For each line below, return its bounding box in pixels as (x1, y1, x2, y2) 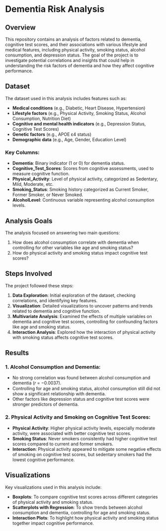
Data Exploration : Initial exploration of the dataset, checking (12, 292, 136, 298)
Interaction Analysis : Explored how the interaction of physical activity (12, 329, 156, 335)
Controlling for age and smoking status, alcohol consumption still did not (12, 385, 161, 392)
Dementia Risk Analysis (5, 3, 105, 15)
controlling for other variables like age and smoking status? (12, 244, 133, 251)
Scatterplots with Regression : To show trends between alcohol (12, 504, 143, 510)
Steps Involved (5, 269, 53, 278)
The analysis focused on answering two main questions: (5, 229, 120, 236)
